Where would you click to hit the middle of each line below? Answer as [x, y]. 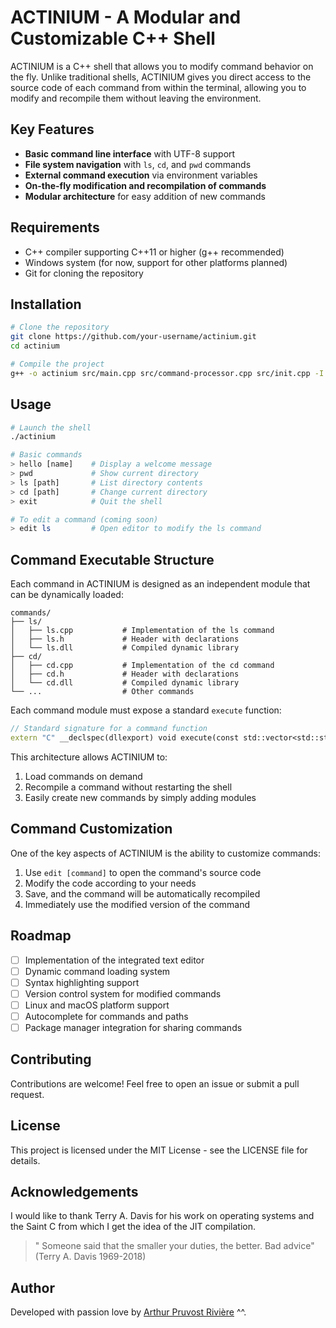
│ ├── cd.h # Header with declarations [125, 674]
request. [27, 1094]
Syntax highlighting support [82, 982]
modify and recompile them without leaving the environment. [136, 98]
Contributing [51, 1059]
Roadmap [41, 936]
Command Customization [91, 829]
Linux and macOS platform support [97, 1005]
